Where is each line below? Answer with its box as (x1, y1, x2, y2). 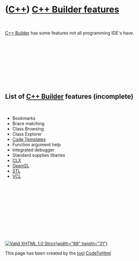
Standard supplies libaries (12, 152, 66, 158)
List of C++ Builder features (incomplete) (5, 92, 134, 101)
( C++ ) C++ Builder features (5, 4, 119, 15)
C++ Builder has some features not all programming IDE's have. (5, 30, 135, 36)
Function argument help (12, 141, 61, 147)
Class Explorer (12, 131, 42, 137)
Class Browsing (12, 126, 44, 131)
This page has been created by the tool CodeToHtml (5, 250, 111, 256)
